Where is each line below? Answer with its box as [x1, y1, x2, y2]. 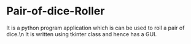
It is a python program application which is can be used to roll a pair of [6, 24, 185, 31]
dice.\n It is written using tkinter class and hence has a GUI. [6, 30, 157, 37]
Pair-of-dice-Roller [6, 4, 105, 18]
